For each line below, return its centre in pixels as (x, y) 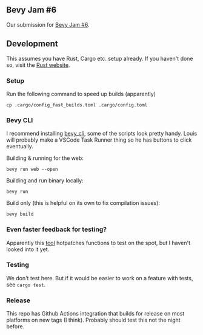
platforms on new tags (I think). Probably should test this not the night (93, 320)
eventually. (20, 147)
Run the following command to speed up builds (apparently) (81, 94)
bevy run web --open (32, 170)
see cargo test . (26, 285)
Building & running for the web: (45, 158)
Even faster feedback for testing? (57, 229)
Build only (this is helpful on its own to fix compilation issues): (83, 203)
